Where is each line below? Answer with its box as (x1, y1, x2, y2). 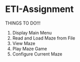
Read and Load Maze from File (12, 35, 76, 41)
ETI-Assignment (5, 3, 74, 15)
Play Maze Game (12, 45, 47, 51)
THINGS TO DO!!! (5, 20, 41, 26)
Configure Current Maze (12, 51, 63, 57)
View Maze (12, 40, 36, 46)
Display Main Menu (12, 29, 52, 35)
